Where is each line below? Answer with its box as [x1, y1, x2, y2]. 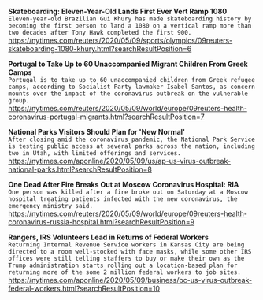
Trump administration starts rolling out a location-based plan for [8, 261, 238, 269]
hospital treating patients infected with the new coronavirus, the [8, 195, 238, 203]
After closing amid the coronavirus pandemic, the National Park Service [8, 135, 256, 143]
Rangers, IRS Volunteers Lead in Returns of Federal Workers [8, 232, 209, 242]
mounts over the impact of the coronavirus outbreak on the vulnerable [8, 90, 248, 98]
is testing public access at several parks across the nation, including [8, 143, 256, 150]
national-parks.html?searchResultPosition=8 [8, 165, 152, 174]
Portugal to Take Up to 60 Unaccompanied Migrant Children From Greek [8, 59, 248, 69]
